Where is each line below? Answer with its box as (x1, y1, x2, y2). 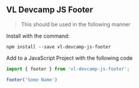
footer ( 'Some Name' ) (6, 77, 58, 83)
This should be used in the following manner (20, 20, 131, 28)
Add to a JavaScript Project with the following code (6, 54, 133, 62)
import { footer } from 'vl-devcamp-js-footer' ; (6, 66, 130, 72)
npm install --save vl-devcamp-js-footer (6, 44, 111, 50)
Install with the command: (6, 32, 70, 40)
